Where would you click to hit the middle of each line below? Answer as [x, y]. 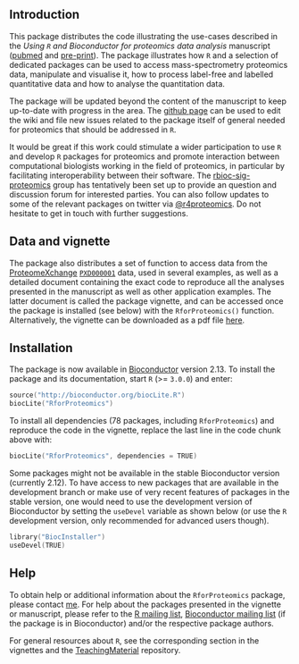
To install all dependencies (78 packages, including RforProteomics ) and [142, 421]
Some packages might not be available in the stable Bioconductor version [145, 474]
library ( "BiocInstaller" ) [57, 537]
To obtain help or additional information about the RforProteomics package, [147, 594]
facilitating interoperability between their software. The [110, 175]
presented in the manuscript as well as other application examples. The [141, 291]
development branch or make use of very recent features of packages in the [149, 492]
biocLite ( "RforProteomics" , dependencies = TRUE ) [104, 456]
